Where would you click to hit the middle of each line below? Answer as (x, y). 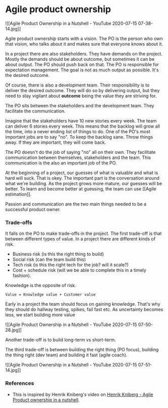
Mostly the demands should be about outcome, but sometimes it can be (80, 59)
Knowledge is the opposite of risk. (41, 285)
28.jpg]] (13, 330)
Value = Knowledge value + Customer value (50, 295)
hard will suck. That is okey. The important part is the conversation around (82, 178)
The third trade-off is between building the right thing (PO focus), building (82, 350)
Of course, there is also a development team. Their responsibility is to (77, 85)
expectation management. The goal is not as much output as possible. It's (82, 70)
